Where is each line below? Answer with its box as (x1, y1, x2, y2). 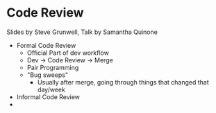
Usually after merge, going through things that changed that (37, 78, 209, 86)
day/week (37, 85, 65, 94)
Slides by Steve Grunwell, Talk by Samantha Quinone (6, 28, 158, 36)
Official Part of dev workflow (26, 49, 109, 57)
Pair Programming (26, 63, 79, 71)
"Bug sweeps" (26, 71, 69, 79)
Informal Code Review (16, 92, 81, 101)
